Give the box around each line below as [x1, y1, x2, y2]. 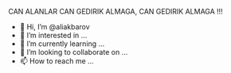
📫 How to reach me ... [19, 56, 94, 66]
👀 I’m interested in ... [19, 31, 88, 40]
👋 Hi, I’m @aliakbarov [19, 22, 90, 31]
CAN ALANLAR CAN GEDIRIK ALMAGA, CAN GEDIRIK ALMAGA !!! [8, 7, 223, 16]
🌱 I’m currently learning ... [19, 39, 105, 48]
